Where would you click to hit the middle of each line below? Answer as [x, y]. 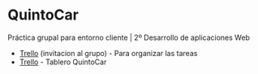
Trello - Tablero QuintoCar [63, 62]
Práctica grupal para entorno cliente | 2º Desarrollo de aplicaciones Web [129, 37]
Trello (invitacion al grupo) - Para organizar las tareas [108, 53]
